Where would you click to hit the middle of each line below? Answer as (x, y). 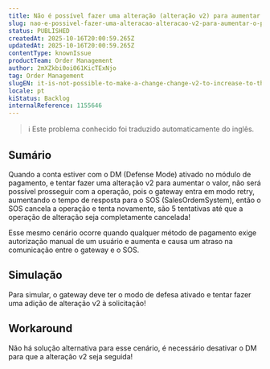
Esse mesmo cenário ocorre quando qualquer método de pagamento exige (133, 232)
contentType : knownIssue (50, 53)
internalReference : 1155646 (55, 106)
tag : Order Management (46, 76)
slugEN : (21, 83)
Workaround (41, 328)
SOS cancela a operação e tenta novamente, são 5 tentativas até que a (126, 208)
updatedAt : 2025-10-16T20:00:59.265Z (72, 46)
